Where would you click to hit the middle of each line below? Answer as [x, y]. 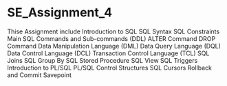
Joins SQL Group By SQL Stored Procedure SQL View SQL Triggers [102, 60]
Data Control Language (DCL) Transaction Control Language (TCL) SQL [108, 53]
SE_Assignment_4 [60, 13]
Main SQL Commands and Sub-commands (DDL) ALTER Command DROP [111, 38]
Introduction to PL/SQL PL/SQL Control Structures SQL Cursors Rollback [109, 68]
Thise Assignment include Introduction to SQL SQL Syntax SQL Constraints [113, 31]
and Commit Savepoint [40, 75]
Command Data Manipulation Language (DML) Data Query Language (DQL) [114, 46]
